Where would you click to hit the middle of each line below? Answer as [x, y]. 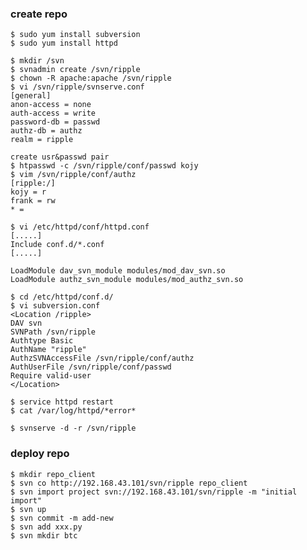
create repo [39, 14]
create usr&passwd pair [60, 157]
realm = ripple [42, 140]
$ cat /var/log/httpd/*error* [73, 411]
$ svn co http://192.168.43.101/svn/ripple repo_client [129, 483]
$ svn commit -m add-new [62, 518]
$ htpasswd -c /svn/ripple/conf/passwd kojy [104, 166]
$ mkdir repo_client [53, 474]
